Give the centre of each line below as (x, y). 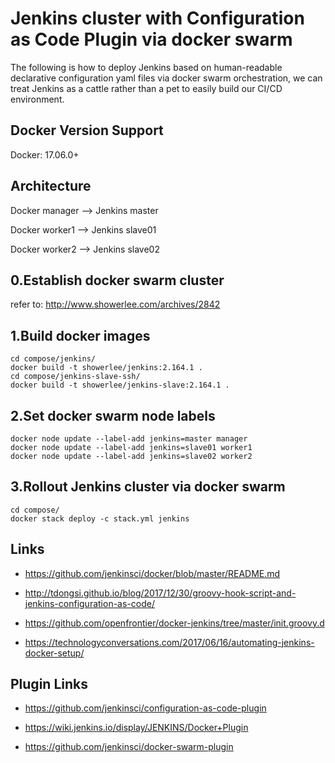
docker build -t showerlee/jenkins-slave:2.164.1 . (120, 385)
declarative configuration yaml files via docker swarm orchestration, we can (166, 78)
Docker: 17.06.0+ (45, 154)
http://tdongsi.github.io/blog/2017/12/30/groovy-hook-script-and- (160, 593)
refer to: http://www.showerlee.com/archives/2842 (115, 304)
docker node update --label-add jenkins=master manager (129, 439)
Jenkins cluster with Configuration (157, 18)
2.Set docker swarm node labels (113, 415)
